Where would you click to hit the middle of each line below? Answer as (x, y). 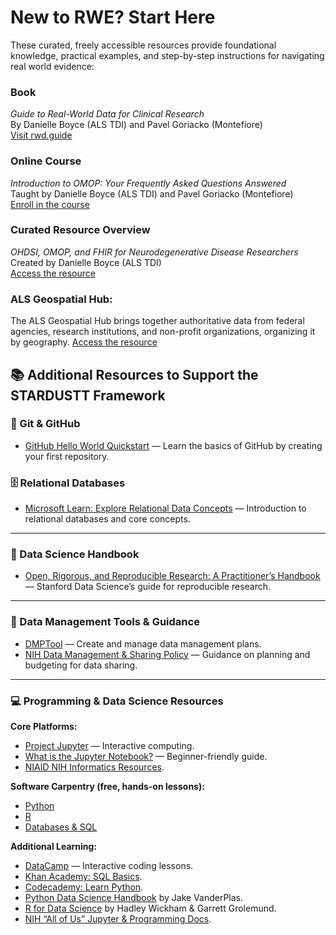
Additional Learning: (54, 846)
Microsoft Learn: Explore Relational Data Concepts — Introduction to (165, 508)
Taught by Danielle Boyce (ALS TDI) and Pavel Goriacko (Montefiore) (152, 193)
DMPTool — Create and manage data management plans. (143, 643)
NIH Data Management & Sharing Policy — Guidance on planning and (167, 654)
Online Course (46, 161)
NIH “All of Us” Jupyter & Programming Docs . (118, 919)
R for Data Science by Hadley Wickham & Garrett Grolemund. (150, 908)
